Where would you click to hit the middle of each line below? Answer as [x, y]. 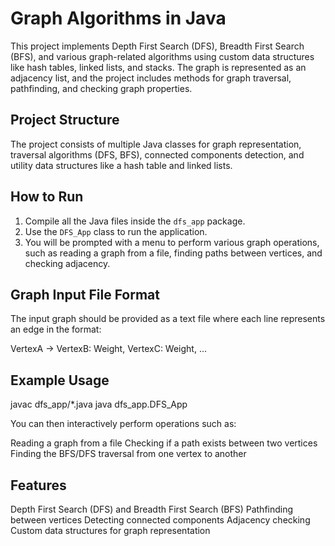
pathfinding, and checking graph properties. [101, 88]
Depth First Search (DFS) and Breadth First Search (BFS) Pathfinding [152, 509]
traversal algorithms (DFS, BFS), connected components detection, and [157, 154]
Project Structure [65, 120]
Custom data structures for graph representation [110, 530]
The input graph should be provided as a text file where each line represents [168, 319]
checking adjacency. [67, 263]
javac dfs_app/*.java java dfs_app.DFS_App [99, 404]
